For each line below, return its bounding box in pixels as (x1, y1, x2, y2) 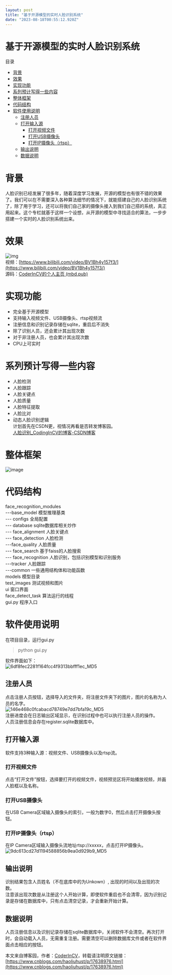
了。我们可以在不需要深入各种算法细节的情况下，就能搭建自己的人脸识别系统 (5, 197, 167, 203)
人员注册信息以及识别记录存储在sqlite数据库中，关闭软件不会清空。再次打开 (5, 929, 165, 935)
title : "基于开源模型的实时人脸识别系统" (5, 12, 83, 17)
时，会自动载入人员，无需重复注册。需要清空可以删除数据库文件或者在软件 (5, 935, 162, 942)
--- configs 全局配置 (5, 515, 48, 522)
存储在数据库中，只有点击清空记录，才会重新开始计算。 (14, 898, 131, 904)
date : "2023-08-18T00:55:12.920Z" (5, 17, 79, 22)
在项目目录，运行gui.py (5, 637, 55, 643)
